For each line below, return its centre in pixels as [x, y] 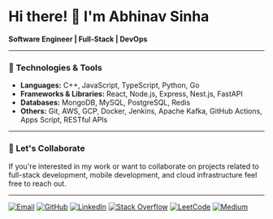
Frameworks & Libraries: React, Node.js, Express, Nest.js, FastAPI [132, 94]
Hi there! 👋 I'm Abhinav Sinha [109, 17]
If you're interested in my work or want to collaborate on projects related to [134, 166]
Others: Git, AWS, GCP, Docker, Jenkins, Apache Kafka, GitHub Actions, [141, 111]
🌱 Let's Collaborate [47, 148]
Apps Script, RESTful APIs [64, 120]
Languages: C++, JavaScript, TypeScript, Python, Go [110, 85]
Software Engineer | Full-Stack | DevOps [78, 39]
